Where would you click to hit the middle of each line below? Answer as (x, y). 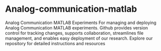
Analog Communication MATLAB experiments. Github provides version (77, 27)
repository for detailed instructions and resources (55, 43)
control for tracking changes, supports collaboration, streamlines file (74, 33)
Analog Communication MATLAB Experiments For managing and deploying (81, 23)
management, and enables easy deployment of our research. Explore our (79, 38)
